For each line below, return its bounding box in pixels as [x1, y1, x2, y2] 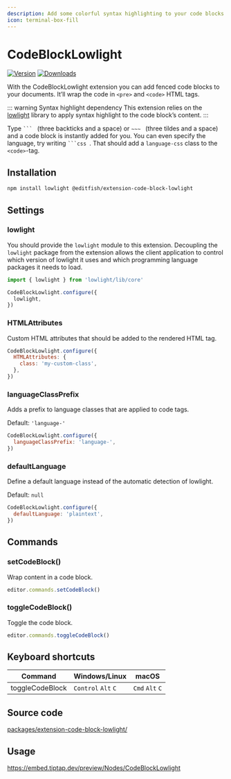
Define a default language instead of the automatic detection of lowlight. [7, 477, 214, 486]
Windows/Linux [73, 671, 127, 681]
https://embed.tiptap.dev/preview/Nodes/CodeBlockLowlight [7, 764, 181, 772]
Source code [7, 707, 64, 719]
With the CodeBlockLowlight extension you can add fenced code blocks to [7, 83, 220, 91]
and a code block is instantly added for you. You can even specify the [7, 132, 206, 140]
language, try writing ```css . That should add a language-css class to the [7, 139, 218, 148]
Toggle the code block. [7, 618, 73, 626]
